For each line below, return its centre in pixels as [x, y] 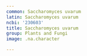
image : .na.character [33, 39]
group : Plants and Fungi [37, 34]
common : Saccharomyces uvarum [44, 11]
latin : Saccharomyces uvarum [42, 17]
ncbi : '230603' [25, 22]
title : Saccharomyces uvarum [42, 28]
